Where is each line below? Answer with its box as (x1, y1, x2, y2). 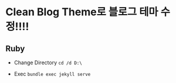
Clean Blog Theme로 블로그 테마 (5, 5, 159, 19)
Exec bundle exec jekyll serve (13, 71, 91, 77)
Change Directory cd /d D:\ (13, 59, 83, 66)
